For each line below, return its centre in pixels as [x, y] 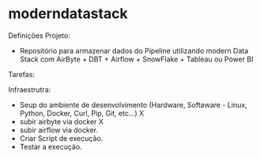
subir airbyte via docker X [62, 121]
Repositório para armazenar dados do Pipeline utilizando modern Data [134, 50]
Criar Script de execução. [61, 138]
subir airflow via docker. [59, 130]
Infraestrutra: [30, 89]
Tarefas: [22, 74]
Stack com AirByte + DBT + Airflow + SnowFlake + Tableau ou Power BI [137, 59]
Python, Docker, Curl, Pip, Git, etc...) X [82, 113]
